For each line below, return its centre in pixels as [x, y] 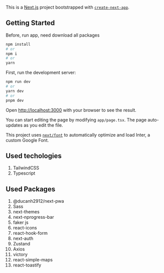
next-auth [23, 238]
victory [20, 254]
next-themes [26, 212]
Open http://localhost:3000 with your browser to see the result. [71, 110]
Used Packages [31, 189]
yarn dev [15, 91]
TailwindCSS [26, 168]
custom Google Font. [27, 140]
